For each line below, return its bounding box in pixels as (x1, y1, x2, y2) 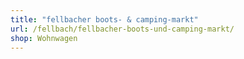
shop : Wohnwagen (10, 33, 78, 43)
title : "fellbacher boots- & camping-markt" (10, 14, 199, 25)
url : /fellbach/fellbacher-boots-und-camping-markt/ (10, 24, 235, 34)
